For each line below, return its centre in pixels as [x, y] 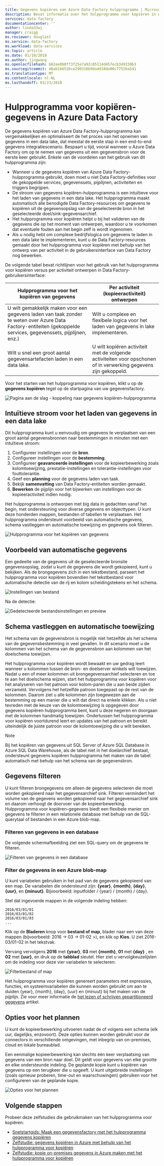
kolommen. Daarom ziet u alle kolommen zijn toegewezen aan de [70, 695]
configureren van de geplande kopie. [42, 1081]
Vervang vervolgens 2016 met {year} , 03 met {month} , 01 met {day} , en [79, 952]
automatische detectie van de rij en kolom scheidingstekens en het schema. [81, 583]
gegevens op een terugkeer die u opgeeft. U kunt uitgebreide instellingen [79, 1070]
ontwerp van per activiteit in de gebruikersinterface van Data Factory [82, 250]
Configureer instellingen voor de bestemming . [59, 458]
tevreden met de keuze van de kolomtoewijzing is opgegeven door [72, 705]
